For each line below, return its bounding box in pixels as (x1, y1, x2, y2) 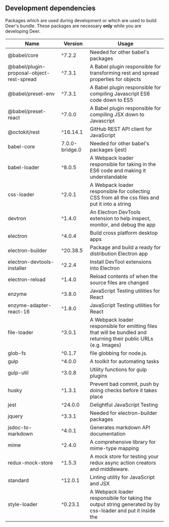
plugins (90, 372, 108, 379)
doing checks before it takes (90, 386, 157, 393)
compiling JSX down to (90, 111, 145, 118)
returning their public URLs (90, 335, 153, 342)
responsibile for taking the (90, 494, 152, 501)
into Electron (90, 265, 120, 272)
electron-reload (8, 276, 46, 283)
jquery (8, 413, 23, 420)
